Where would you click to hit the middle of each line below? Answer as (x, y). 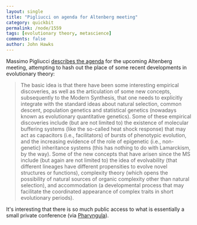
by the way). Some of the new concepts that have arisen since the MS (105, 154)
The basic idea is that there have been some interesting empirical (100, 85)
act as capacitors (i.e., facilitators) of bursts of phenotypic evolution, (103, 135)
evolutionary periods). (47, 197)
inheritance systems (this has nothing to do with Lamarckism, (116, 147)
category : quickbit (30, 22)
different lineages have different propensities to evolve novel (94, 166)
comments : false (26, 39)
